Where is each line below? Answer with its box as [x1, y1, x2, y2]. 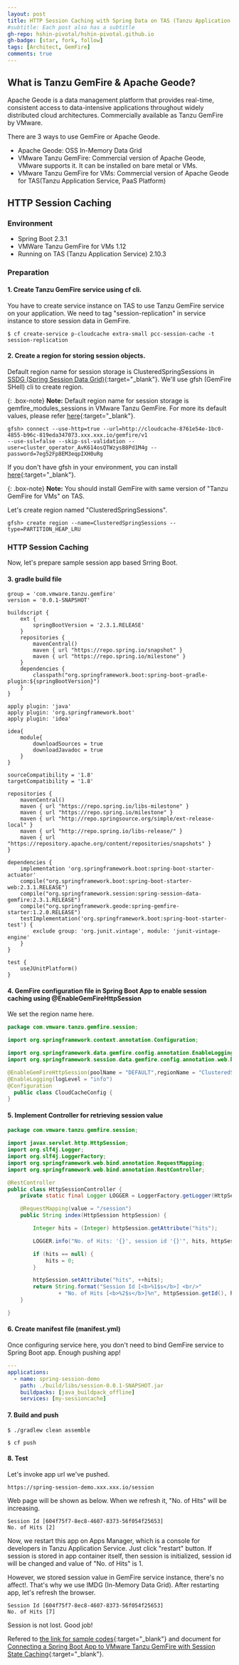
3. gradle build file [7, 575, 62, 583]
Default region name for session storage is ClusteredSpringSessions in [7, 367, 215, 375]
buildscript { [7, 609, 50, 617]
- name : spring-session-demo [14, 1375, 100, 1382]
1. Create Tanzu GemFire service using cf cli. [7, 285, 142, 293]
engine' [7, 934, 31, 941]
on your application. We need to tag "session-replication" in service [7, 308, 206, 318]
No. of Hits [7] [7, 1608, 55, 1615]
